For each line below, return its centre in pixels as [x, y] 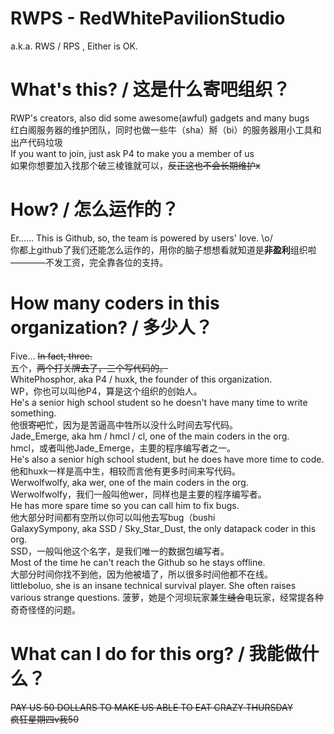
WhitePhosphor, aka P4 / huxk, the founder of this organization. [141, 379]
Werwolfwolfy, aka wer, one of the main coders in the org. [129, 482]
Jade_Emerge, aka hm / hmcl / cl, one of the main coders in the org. [150, 436]
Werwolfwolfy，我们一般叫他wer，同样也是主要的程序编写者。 [138, 494]
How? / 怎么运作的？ [95, 209]
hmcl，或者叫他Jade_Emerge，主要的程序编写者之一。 [123, 448]
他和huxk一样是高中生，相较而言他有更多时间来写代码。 [125, 471]
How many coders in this [115, 303]
